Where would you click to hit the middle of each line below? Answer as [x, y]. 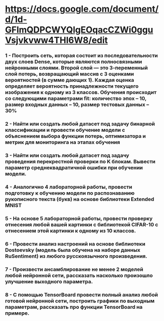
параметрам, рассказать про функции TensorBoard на [74, 307]
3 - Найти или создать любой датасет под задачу [67, 155]
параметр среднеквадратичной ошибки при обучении [74, 168]
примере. [17, 313]
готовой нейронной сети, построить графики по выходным [80, 301]
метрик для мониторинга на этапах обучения [63, 142]
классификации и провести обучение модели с [65, 130]
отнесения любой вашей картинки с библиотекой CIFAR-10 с [82, 224]
